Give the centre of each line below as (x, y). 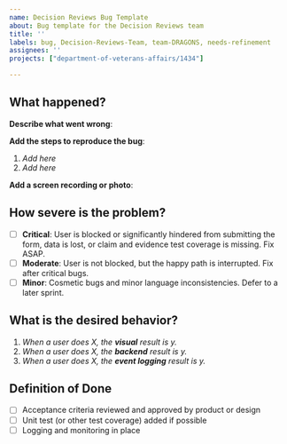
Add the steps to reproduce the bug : (77, 141)
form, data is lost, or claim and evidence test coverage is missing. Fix (148, 244)
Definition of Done (61, 388)
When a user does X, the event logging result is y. (114, 361)
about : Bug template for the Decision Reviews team (106, 26)
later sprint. (43, 292)
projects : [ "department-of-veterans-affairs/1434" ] (106, 59)
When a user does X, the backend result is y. (105, 351)
